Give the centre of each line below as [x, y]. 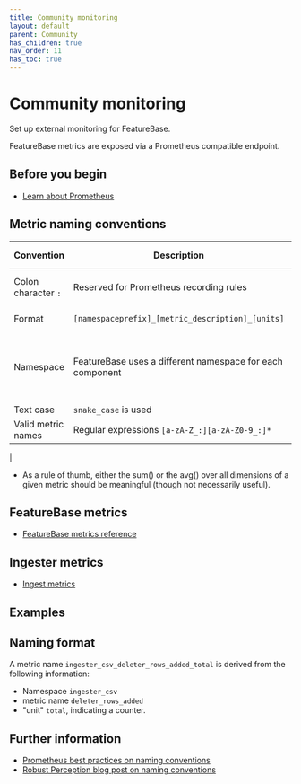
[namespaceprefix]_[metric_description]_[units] [179, 318]
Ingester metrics [56, 562]
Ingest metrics [49, 584]
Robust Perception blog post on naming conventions [119, 770]
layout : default [39, 26]
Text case [34, 410]
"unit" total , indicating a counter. [84, 710]
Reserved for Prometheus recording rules [160, 286]
